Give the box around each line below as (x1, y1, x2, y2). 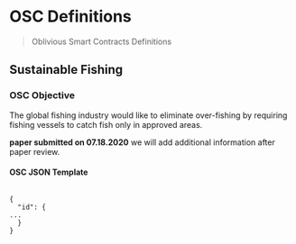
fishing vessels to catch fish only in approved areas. (9, 119, 203, 130)
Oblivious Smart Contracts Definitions (31, 36, 172, 47)
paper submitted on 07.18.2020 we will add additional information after (9, 137, 275, 148)
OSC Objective (9, 89, 75, 102)
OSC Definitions (9, 6, 133, 27)
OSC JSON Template (9, 167, 88, 177)
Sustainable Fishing (9, 62, 124, 77)
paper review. (9, 146, 60, 157)
